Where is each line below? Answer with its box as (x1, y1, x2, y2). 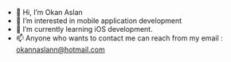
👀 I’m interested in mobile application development (15, 16, 182, 25)
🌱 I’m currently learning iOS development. (15, 25, 153, 33)
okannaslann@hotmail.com (15, 45, 105, 54)
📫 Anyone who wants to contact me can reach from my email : (15, 33, 223, 43)
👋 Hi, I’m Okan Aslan (15, 8, 84, 17)
